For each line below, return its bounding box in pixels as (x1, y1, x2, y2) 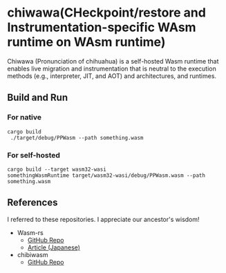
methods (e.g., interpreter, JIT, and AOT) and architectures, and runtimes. (7, 71, 216, 80)
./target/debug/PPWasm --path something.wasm (10, 134, 144, 141)
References (7, 197, 58, 209)
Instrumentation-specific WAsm (7, 19, 196, 35)
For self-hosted (7, 150, 61, 160)
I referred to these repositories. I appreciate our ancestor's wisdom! (7, 215, 200, 223)
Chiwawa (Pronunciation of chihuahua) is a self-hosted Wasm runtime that (7, 57, 219, 65)
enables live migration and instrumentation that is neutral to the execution (7, 64, 216, 73)
